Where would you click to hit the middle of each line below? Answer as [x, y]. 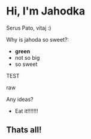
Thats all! [24, 130]
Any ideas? [20, 99]
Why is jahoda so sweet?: [38, 39]
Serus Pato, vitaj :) [29, 28]
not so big [27, 57]
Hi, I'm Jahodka [46, 11]
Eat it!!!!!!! [26, 111]
